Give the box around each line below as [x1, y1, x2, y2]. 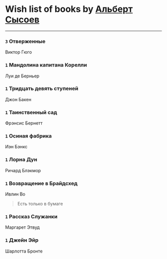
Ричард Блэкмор [5, 167, 41, 173]
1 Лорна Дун [5, 156, 37, 163]
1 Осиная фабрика [5, 132, 52, 139]
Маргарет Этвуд [5, 224, 40, 230]
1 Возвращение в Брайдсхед [5, 180, 78, 187]
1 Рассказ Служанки [5, 213, 58, 220]
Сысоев [5, 14, 40, 25]
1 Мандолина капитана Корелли [5, 62, 87, 68]
